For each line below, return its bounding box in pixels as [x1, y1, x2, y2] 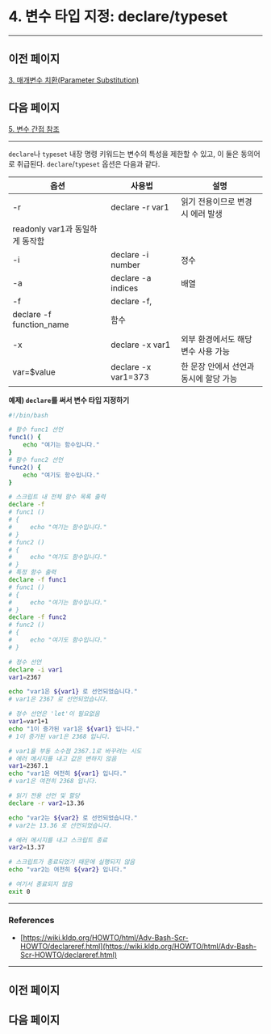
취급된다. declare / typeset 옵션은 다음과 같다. [16, 159, 161, 168]
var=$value [12, 366, 56, 377]
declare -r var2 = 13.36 [8, 799, 85, 807]
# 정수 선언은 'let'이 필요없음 [8, 710, 100, 718]
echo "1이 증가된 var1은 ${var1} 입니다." [8, 725, 140, 733]
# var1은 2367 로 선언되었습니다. [8, 695, 109, 704]
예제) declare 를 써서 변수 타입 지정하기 [8, 395, 130, 405]
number [110, 259, 141, 270]
